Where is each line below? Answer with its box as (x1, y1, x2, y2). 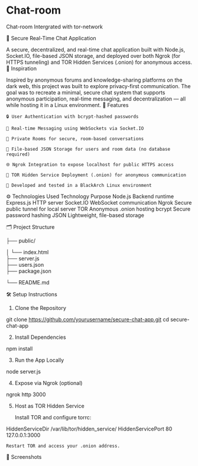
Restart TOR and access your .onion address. (6, 443, 120, 449)
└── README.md (6, 279, 50, 286)
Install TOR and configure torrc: (14, 413, 92, 420)
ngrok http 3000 (6, 391, 46, 398)
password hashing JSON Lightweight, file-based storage (6, 211, 145, 219)
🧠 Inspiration (6, 64, 37, 72)
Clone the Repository (14, 304, 67, 311)
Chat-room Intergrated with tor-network (6, 23, 103, 30)
